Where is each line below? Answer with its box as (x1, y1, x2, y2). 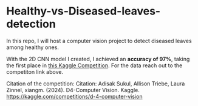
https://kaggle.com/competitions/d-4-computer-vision (6, 93, 143, 100)
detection (6, 17, 56, 31)
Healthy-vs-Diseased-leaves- (6, 4, 161, 18)
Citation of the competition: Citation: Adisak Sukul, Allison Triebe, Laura (6, 80, 185, 87)
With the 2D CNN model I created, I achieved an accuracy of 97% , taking (6, 55, 190, 62)
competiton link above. (6, 68, 64, 75)
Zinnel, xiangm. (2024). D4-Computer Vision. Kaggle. (6, 86, 140, 93)
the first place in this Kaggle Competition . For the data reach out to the (6, 62, 183, 69)
